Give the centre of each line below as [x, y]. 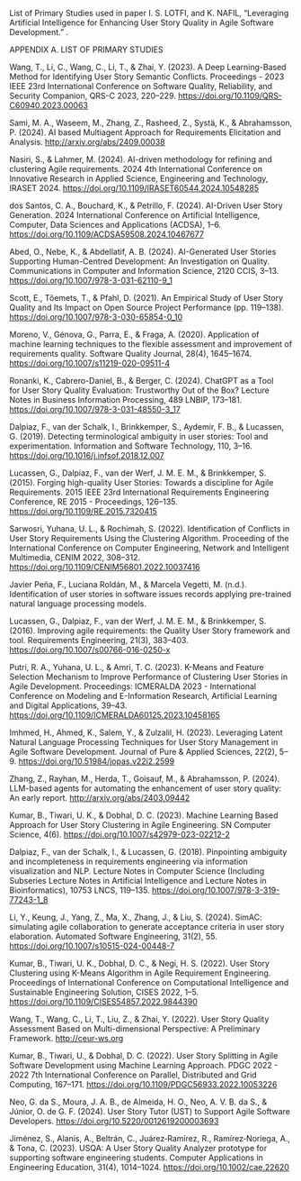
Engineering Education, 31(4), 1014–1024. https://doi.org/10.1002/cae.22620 [150, 1167]
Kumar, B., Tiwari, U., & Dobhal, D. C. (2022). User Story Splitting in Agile [144, 1056]
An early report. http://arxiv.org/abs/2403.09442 [100, 798]
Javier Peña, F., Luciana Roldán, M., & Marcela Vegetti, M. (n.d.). [128, 584]
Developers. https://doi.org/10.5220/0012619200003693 [114, 1121]
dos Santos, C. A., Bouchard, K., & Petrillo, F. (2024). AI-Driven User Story [146, 205]
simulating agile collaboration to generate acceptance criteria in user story [147, 927]
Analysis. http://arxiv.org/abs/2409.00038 [88, 142]
